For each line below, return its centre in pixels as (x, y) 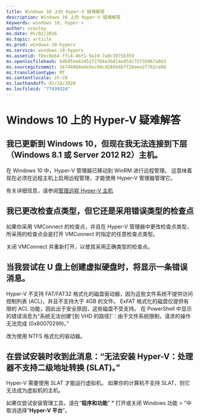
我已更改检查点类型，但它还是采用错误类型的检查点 (100, 211)
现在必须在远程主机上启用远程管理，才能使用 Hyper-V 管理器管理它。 (91, 178)
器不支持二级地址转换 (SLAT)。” (63, 367)
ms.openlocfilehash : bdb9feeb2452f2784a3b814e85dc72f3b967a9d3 (86, 61)
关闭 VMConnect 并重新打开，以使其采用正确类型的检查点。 (80, 247)
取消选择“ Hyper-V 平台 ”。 (38, 410)
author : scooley (26, 28)
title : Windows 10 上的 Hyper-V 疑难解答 (56, 12)
